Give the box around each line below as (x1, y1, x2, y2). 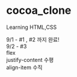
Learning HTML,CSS (6, 23, 57, 31)
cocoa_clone (6, 4, 72, 17)
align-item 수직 (6, 64, 43, 71)
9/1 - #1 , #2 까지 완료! (6, 35, 60, 43)
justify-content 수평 (6, 56, 54, 63)
